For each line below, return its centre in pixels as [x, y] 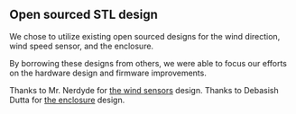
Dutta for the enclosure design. [67, 100]
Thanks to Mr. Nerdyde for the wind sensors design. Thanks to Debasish [144, 90]
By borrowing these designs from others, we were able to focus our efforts [148, 63]
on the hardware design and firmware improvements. [108, 73]
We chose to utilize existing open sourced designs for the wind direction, [145, 36]
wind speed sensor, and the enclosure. [82, 46]
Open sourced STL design [83, 15]
